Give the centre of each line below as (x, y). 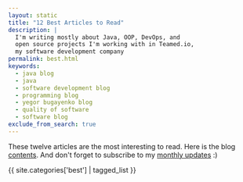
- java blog (35, 73)
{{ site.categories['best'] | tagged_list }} (72, 170)
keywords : (24, 66)
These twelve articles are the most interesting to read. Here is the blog (122, 146)
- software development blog (63, 88)
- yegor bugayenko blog (54, 102)
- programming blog (47, 95)
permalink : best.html (44, 59)
